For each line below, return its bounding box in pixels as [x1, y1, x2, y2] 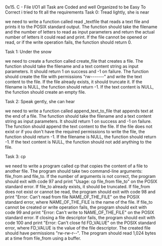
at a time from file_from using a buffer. [5, 235, 81, 241]
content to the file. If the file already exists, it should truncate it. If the [5, 79, 143, 85]
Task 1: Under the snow [5, 49, 52, 54]
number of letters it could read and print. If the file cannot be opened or [5, 34, 147, 40]
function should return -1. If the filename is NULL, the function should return [5, 134, 156, 140]
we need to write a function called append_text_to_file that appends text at [5, 108, 154, 114]
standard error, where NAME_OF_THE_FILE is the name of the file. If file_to [5, 199, 153, 205]
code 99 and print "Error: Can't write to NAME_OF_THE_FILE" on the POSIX [5, 210, 155, 215]
